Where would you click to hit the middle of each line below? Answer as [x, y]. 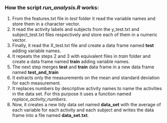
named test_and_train [35, 72]
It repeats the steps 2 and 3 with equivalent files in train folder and [81, 56]
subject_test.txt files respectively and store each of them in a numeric [85, 35]
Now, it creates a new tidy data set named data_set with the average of [87, 105]
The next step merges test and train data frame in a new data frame [83, 67]
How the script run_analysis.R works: [52, 8]
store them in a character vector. [46, 24]
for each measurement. [36, 83]
